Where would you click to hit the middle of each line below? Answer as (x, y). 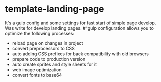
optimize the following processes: (40, 33)
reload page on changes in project (48, 43)
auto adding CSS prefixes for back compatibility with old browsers (80, 54)
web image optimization (37, 70)
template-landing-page (55, 9)
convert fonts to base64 (37, 75)
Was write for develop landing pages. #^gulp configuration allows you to (79, 28)
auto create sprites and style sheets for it (55, 64)
